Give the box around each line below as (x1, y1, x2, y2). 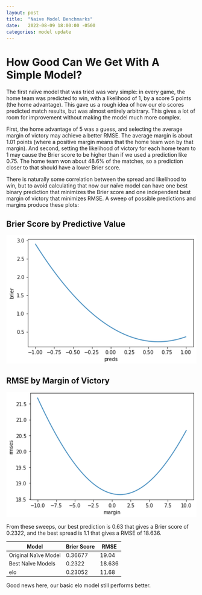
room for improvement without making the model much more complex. (6, 114, 182, 121)
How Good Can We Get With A (6, 55, 160, 69)
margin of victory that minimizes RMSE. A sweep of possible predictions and (6, 195, 196, 202)
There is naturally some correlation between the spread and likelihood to (6, 175, 187, 183)
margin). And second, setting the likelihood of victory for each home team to (6, 145, 196, 152)
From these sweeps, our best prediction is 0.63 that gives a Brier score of (6, 523, 189, 530)
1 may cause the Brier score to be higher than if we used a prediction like (6, 151, 188, 159)
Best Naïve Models (8, 560, 55, 567)
